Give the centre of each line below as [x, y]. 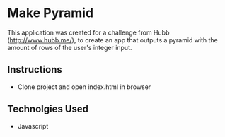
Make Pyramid [51, 13]
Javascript [33, 126]
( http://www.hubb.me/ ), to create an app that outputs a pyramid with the [112, 40]
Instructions [35, 70]
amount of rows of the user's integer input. [70, 47]
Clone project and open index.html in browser [84, 87]
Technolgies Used [48, 109]
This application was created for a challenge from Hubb [88, 32]
